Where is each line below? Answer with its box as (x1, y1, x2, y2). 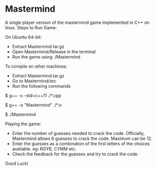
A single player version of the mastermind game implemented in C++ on (5, 19, 150, 25)
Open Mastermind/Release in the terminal (12, 49, 96, 55)
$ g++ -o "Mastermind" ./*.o (5, 102, 62, 108)
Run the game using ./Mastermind (12, 54, 80, 59)
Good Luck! (5, 160, 28, 166)
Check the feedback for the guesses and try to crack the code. (12, 151, 139, 157)
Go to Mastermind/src (12, 78, 57, 84)
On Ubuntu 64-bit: (5, 34, 42, 40)
